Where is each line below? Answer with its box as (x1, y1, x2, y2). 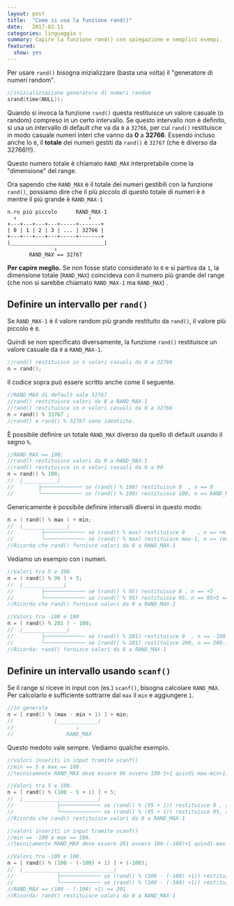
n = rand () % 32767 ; (7, 411, 70, 418)
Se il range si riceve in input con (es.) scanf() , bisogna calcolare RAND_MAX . (7, 684, 220, 692)
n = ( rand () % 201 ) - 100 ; (7, 620, 92, 627)
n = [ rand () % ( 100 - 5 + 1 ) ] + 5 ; (7, 789, 117, 796)
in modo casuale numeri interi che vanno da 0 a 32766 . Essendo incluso (7, 131, 215, 139)
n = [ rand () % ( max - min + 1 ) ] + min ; (7, 711, 130, 718)
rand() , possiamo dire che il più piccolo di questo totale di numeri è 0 (7, 187, 205, 196)
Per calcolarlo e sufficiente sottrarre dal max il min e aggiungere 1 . (7, 691, 194, 699)
